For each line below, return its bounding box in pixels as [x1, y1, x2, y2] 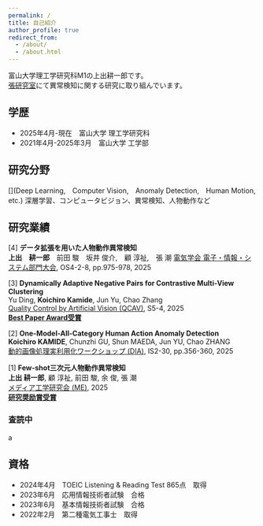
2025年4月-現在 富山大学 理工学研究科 [19, 128, 150, 138]
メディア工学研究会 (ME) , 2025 [8, 383, 109, 392]
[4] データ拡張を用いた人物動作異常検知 [8, 243, 138, 253]
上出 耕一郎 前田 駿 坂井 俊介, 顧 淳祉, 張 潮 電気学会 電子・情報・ [8, 253, 245, 262]
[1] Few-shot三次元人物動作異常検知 [8, 363, 126, 372]
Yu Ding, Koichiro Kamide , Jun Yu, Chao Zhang [8, 295, 163, 305]
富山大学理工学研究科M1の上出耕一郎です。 [8, 71, 148, 80]
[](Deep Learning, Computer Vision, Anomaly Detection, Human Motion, [8, 186, 256, 195]
